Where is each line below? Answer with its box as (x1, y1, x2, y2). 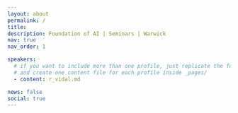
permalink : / (7, 17, 46, 24)
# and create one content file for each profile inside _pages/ (13, 69, 208, 76)
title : (7, 23, 27, 30)
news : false (7, 88, 42, 95)
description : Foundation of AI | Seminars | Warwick (7, 30, 166, 37)
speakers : (7, 56, 37, 64)
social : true (7, 95, 46, 102)
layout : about (7, 10, 50, 18)
